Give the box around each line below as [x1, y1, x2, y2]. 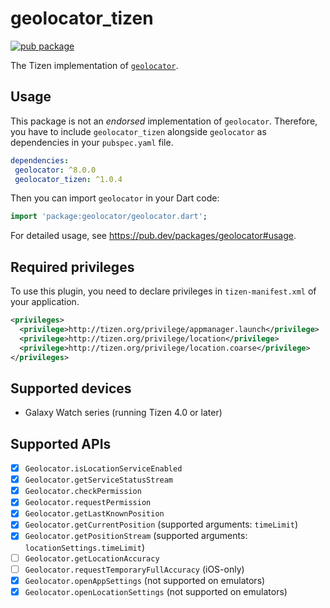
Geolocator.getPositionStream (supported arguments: [24, 530, 248, 542]
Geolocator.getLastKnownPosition [24, 509, 165, 519]
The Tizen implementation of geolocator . [10, 59, 179, 71]
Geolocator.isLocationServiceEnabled [24, 464, 183, 474]
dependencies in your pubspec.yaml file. [10, 136, 174, 148]
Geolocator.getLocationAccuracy [24, 553, 160, 564]
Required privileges [10, 258, 135, 276]
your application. [10, 296, 80, 308]
